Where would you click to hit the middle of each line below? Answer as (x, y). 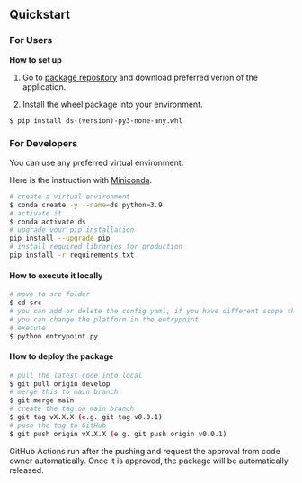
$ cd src (26, 303)
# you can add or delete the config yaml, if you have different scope (146, 311)
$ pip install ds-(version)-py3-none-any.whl (96, 120)
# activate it (36, 213)
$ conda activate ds (48, 222)
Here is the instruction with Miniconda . (81, 180)
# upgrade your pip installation (72, 230)
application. (44, 87)
